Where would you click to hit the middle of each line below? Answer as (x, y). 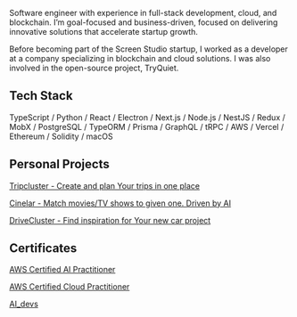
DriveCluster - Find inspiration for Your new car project (110, 220)
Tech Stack (41, 96)
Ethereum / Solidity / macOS (61, 136)
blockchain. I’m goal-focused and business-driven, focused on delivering (144, 22)
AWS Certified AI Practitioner (62, 270)
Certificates (43, 248)
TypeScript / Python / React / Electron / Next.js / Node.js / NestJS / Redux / (147, 117)
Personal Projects (59, 164)
